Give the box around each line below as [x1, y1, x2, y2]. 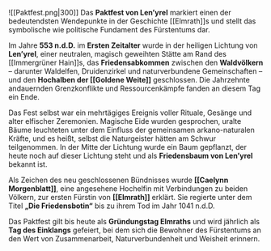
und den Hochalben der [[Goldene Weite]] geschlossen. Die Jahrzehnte [8, 75, 251, 84]
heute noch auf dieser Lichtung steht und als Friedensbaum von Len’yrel [8, 151, 253, 160]
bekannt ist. [8, 160, 48, 169]
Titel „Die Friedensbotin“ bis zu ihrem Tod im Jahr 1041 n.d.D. [8, 201, 215, 211]
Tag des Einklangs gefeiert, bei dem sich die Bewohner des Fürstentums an [8, 225, 261, 235]
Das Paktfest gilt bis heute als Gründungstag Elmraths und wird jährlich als [8, 217, 260, 226]
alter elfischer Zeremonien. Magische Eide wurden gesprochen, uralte [8, 117, 242, 125]
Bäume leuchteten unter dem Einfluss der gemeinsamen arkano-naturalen [8, 125, 255, 134]
